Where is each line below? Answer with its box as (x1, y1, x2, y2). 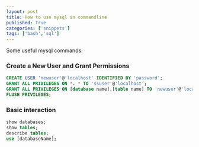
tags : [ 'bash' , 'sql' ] (6, 31, 60, 37)
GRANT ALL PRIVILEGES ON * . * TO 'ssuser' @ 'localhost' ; (6, 81, 147, 87)
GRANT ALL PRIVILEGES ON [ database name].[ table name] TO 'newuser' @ (6, 87, 182, 92)
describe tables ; (6, 130, 49, 136)
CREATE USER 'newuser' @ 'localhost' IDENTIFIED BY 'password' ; (6, 75, 163, 81)
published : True (6, 20, 46, 25)
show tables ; (6, 125, 38, 131)
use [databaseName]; (6, 136, 57, 142)
